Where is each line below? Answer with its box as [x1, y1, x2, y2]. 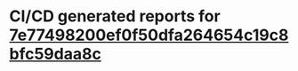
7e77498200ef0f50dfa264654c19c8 [9, 25, 289, 45]
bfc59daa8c [9, 44, 102, 64]
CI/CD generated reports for [9, 6, 221, 27]
